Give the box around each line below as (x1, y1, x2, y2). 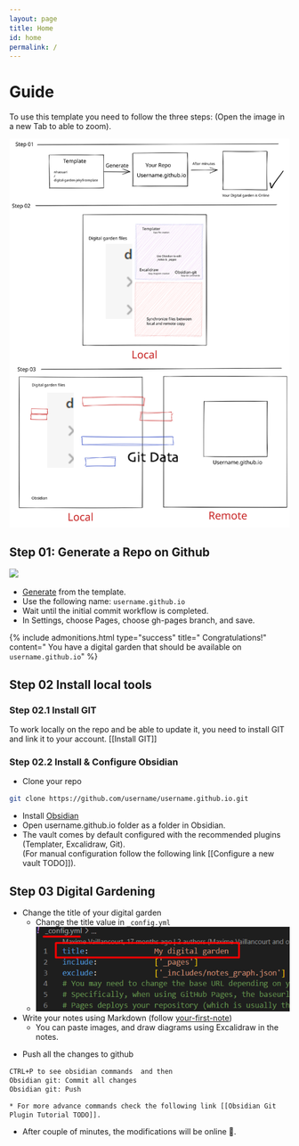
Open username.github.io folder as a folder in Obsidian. (21, 820, 226, 831)
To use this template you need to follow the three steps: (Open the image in (9, 111, 286, 122)
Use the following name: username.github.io (21, 596, 185, 607)
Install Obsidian (21, 811, 79, 822)
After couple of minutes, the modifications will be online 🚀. (21, 1126, 237, 1137)
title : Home (9, 23, 53, 33)
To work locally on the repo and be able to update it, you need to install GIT (9, 724, 285, 735)
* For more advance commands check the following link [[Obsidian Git (9, 1101, 277, 1111)
